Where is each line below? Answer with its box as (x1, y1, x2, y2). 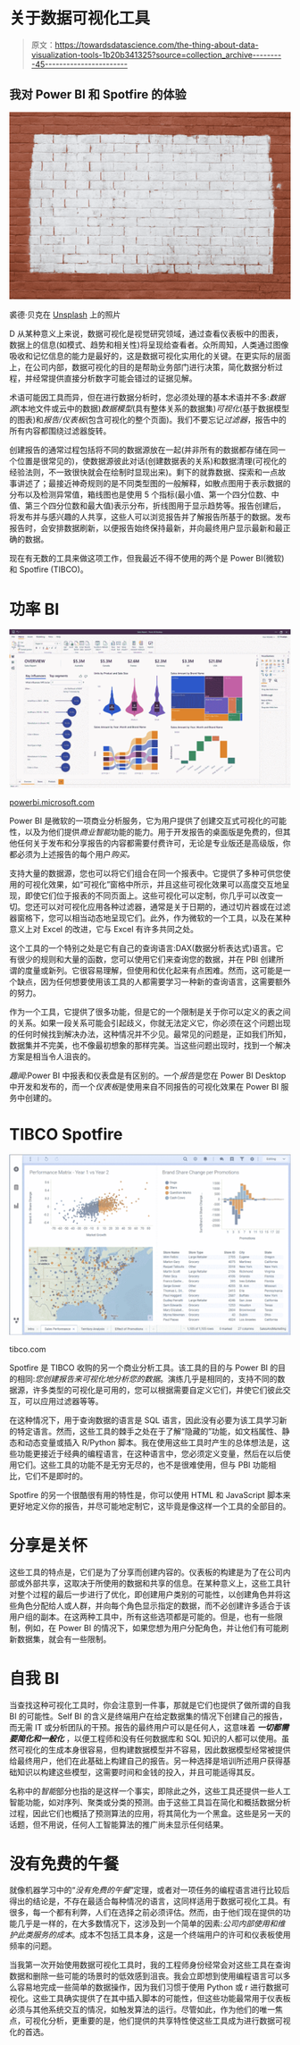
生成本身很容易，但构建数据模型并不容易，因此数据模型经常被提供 (47, 1744, 291, 1755)
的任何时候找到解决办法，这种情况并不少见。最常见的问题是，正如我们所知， (9, 1029, 291, 1039)
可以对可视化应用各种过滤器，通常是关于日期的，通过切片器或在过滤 (39, 901, 291, 912)
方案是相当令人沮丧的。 (9, 1051, 96, 1062)
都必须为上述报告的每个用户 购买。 (9, 848, 135, 859)
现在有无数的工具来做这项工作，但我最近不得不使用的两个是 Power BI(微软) (9, 553, 285, 564)
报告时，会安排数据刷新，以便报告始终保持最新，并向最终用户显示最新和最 (9, 523, 283, 534)
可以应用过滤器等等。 (24, 1395, 104, 1406)
